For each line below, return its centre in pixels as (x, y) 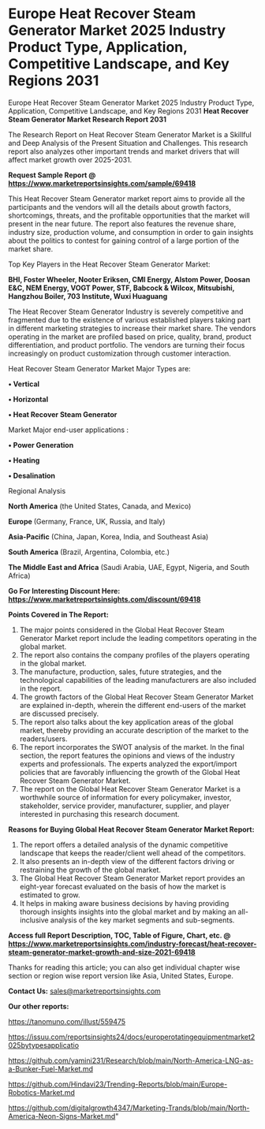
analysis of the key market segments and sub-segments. (142, 920)
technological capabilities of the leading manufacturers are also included (138, 680)
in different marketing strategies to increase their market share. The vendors (132, 328)
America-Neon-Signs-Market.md (62, 1116)
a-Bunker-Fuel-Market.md (50, 1068)
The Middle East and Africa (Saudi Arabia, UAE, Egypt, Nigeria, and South (129, 567)
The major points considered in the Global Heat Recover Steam (122, 630)
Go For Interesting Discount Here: (64, 591)
